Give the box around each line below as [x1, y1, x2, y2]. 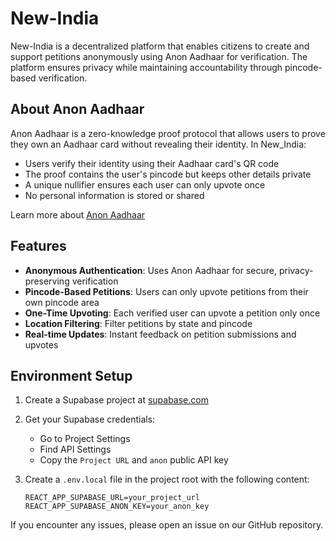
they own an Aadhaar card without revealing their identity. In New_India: [10, 138, 307, 150]
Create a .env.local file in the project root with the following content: [24, 473, 310, 486]
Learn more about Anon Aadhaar [10, 208, 146, 221]
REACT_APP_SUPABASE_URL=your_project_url [24, 493, 200, 503]
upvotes [24, 338, 59, 351]
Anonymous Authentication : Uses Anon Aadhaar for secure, [24, 264, 277, 276]
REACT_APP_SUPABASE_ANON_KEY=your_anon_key [24, 502, 210, 512]
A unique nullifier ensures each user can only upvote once [24, 178, 266, 191]
